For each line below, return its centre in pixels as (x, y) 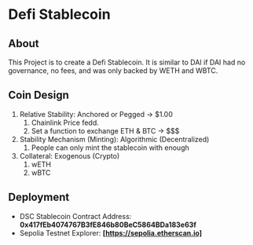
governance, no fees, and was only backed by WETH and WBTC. (113, 71)
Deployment (39, 197)
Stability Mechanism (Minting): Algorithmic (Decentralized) (114, 139)
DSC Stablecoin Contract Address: (75, 216)
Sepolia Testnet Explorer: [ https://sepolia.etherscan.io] (111, 232)
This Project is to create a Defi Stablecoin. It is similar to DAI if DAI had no (127, 62)
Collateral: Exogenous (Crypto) (70, 155)
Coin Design (38, 95)
